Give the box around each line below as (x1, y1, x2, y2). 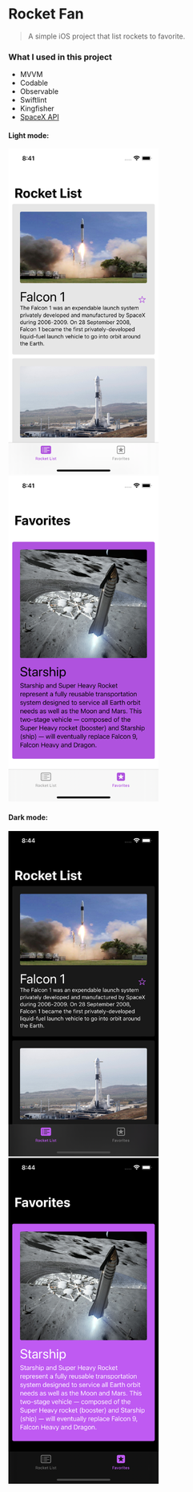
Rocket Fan (8, 5, 84, 23)
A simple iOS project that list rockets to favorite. (27, 31, 186, 41)
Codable (19, 78, 48, 88)
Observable (19, 87, 58, 96)
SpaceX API (19, 112, 59, 122)
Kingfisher (19, 103, 54, 113)
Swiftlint (19, 95, 47, 105)
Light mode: (8, 130, 50, 140)
